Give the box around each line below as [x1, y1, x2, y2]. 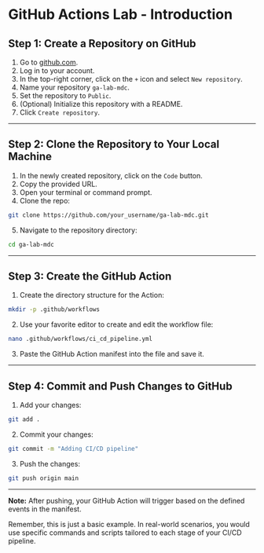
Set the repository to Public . [19, 91, 112, 100]
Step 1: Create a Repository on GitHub [8, 37, 196, 50]
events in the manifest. [8, 504, 82, 514]
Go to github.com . [19, 57, 79, 67]
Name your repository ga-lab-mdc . [19, 82, 130, 92]
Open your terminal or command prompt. [19, 187, 152, 197]
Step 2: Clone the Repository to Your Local [8, 137, 220, 151]
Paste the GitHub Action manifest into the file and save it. [19, 350, 204, 359]
